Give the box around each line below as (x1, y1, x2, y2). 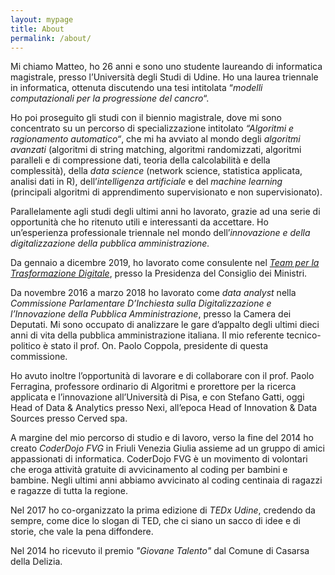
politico (10, 340, 42, 352)
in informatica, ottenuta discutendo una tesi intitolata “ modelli (10, 82, 263, 94)
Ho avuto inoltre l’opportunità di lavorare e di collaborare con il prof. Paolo (10, 370, 315, 382)
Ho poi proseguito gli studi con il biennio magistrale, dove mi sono (10, 112, 282, 124)
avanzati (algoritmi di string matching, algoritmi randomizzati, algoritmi (10, 144, 302, 156)
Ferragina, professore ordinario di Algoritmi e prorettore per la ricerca (10, 381, 297, 393)
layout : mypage (10, 14, 74, 25)
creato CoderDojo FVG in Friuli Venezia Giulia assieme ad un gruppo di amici (10, 442, 325, 455)
